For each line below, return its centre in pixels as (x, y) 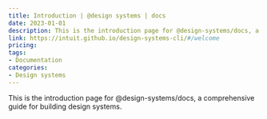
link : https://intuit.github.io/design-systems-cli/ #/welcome (114, 38)
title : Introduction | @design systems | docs (87, 16)
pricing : (23, 46)
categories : (28, 68)
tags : (17, 53)
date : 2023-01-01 (37, 23)
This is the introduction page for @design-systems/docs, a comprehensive (132, 97)
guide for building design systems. (65, 106)
